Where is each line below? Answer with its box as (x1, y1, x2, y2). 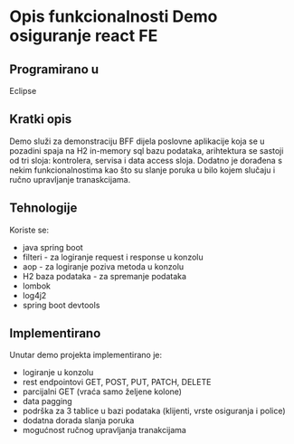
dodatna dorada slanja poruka (22, 415, 135, 426)
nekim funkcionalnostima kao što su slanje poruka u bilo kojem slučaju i (9, 165, 276, 175)
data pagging (22, 396, 72, 407)
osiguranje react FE (9, 25, 158, 46)
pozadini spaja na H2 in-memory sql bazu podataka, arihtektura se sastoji (9, 145, 284, 156)
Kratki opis (9, 111, 72, 128)
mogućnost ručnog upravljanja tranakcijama (22, 425, 187, 436)
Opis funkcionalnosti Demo (9, 6, 218, 27)
